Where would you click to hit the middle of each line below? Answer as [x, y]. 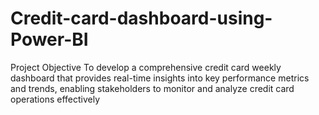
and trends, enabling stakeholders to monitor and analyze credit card [152, 88]
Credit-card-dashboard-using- [141, 18]
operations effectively [55, 99]
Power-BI [49, 39]
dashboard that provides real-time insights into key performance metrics [160, 78]
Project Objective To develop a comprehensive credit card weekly [146, 67]
